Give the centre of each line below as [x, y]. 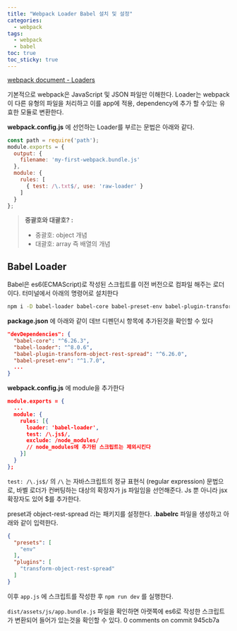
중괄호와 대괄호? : [49, 220]
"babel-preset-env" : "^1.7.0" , [60, 360]
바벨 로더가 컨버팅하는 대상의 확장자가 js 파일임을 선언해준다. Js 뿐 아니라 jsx [122, 490]
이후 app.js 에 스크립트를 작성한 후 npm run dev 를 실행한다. [91, 596]
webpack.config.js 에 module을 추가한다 [66, 388]
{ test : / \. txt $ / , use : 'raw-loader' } [84, 186]
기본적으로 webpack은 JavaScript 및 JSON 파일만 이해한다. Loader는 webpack [119, 94]
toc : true [22, 54]
